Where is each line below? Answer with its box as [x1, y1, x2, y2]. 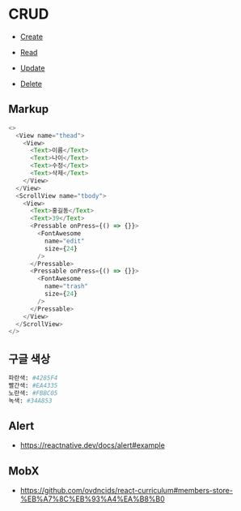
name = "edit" [44, 237, 85, 245]
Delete [19, 79, 43, 88]
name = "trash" [44, 282, 89, 290]
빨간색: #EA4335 [8, 381, 58, 389]
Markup [8, 102, 49, 116]
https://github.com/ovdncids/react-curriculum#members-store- [19, 486, 233, 496]
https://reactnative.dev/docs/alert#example [19, 440, 166, 450]
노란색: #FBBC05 [8, 389, 58, 397]
